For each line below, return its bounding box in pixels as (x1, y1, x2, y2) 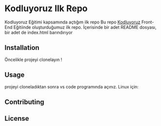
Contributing (4, 98, 44, 106)
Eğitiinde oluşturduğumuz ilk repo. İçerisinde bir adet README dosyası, (13, 24, 157, 30)
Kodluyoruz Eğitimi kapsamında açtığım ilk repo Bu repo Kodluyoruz (4, 19, 141, 25)
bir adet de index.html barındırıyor (4, 29, 73, 35)
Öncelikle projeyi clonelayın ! (4, 57, 62, 63)
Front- (141, 19, 154, 25)
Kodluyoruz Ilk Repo (4, 3, 88, 14)
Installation (4, 43, 40, 52)
